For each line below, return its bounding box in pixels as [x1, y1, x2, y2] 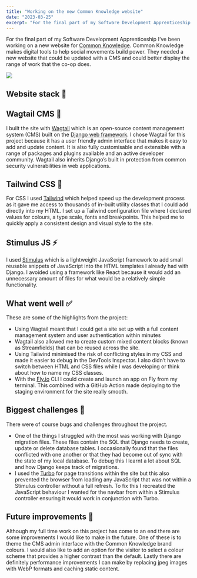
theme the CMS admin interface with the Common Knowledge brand [6, 540, 172, 547]
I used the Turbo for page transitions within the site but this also [14, 470, 169, 477]
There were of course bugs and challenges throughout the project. [6, 421, 168, 428]
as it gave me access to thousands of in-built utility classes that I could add [6, 201, 189, 208]
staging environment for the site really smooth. [14, 388, 128, 395]
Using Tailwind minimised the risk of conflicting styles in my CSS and [14, 351, 182, 358]
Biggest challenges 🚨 [6, 405, 85, 415]
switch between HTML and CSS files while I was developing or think [14, 363, 180, 370]
